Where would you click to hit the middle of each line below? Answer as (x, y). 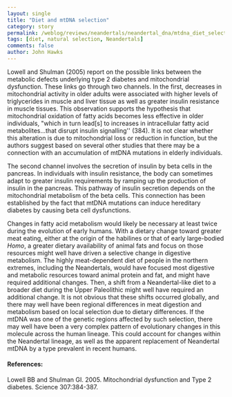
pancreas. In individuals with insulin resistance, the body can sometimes (110, 173)
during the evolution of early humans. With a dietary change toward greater (115, 231)
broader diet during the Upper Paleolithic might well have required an (105, 289)
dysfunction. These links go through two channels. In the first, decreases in (115, 86)
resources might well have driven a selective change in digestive (99, 252)
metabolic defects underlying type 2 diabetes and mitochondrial (98, 79)
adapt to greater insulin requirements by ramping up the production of (107, 181)
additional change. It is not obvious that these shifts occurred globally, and (113, 297)
